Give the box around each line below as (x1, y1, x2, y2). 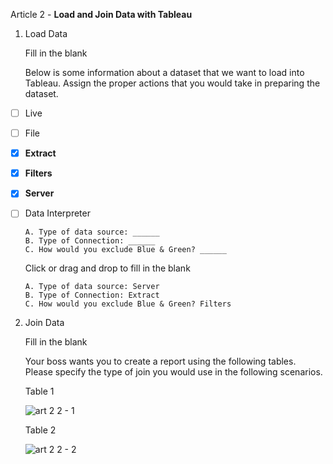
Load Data (24, 28, 68, 39)
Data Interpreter (24, 207, 91, 219)
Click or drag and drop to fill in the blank (24, 262, 191, 274)
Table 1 (24, 385, 55, 398)
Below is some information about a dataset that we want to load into (24, 67, 305, 78)
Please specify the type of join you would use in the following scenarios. (24, 366, 323, 378)
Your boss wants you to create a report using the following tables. (24, 355, 297, 368)
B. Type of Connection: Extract (24, 290, 160, 301)
